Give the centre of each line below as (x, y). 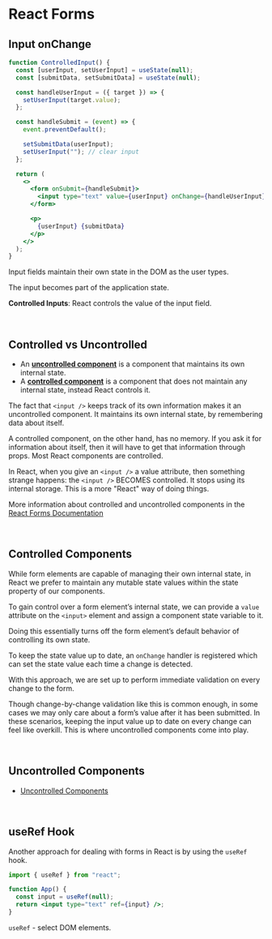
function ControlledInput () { (59, 62)
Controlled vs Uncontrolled (78, 344)
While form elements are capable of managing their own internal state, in (130, 573)
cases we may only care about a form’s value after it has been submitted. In (134, 712)
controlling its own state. (49, 639)
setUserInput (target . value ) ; (72, 100)
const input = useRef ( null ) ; (65, 897)
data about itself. (36, 423)
